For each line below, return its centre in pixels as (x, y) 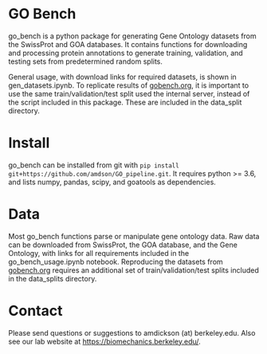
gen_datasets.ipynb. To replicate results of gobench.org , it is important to (129, 85)
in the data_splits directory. (53, 278)
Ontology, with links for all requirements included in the (99, 253)
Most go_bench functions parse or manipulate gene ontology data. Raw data (134, 236)
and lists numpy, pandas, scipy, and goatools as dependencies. (112, 182)
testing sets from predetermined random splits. (86, 61)
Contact (35, 311)
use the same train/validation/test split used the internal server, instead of (129, 93)
